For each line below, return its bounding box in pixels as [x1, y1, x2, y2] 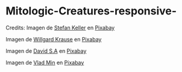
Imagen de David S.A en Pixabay [5, 47, 87, 55]
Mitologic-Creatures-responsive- [5, 4, 177, 18]
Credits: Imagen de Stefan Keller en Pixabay [5, 24, 115, 31]
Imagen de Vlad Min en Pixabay [5, 59, 84, 66]
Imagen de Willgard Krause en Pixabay [5, 35, 102, 43]
